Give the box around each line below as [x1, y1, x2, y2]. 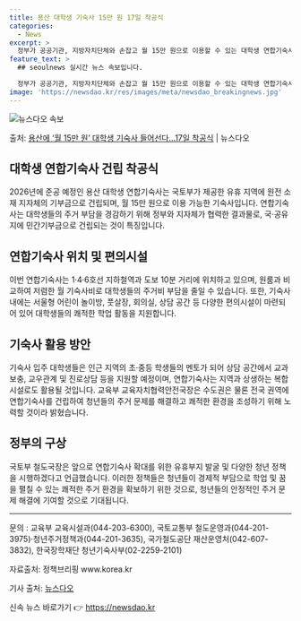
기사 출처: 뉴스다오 [9, 582, 74, 593]
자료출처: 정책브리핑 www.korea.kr [9, 564, 133, 574]
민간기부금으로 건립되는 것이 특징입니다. [25, 220, 166, 231]
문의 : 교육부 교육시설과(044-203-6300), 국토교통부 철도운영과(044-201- [9, 522, 270, 533]
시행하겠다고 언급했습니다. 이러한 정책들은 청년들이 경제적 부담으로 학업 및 [18, 472, 278, 483]
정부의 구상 [9, 436, 67, 451]
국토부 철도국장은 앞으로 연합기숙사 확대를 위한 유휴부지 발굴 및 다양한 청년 [9, 461, 271, 471]
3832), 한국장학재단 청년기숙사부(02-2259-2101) [9, 544, 183, 556]
